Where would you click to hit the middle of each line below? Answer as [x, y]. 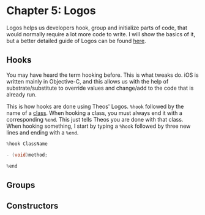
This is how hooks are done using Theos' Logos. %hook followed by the [95, 106]
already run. [21, 94]
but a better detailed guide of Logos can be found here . [76, 41]
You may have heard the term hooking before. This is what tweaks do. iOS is [102, 75]
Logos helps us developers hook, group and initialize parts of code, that [97, 28]
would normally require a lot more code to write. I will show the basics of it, [101, 34]
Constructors [32, 206]
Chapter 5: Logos [51, 11]
